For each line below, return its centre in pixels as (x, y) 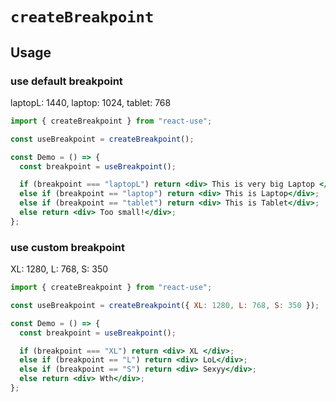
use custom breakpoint (68, 247)
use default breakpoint (66, 81)
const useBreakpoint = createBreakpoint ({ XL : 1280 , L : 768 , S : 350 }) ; (165, 305)
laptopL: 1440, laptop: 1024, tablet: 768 (91, 102)
